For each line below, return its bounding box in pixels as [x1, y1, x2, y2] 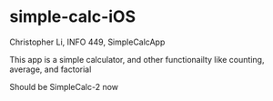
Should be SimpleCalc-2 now [9, 81, 119, 92]
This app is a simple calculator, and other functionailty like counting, [9, 54, 265, 65]
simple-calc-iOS [9, 6, 136, 27]
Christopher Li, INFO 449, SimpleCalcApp [9, 36, 166, 47]
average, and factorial [9, 64, 92, 75]
